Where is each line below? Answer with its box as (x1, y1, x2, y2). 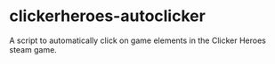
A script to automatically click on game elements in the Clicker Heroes (9, 35, 267, 46)
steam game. (9, 44, 58, 54)
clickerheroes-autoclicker (9, 6, 206, 26)
